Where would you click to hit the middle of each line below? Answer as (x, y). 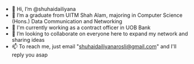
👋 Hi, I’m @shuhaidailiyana (44, 9)
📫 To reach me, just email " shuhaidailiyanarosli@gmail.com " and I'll (94, 46)
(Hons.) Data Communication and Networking (67, 21)
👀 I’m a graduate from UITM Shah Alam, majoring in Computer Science (97, 15)
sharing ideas (28, 40)
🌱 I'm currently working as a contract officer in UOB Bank (81, 27)
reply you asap (30, 55)
